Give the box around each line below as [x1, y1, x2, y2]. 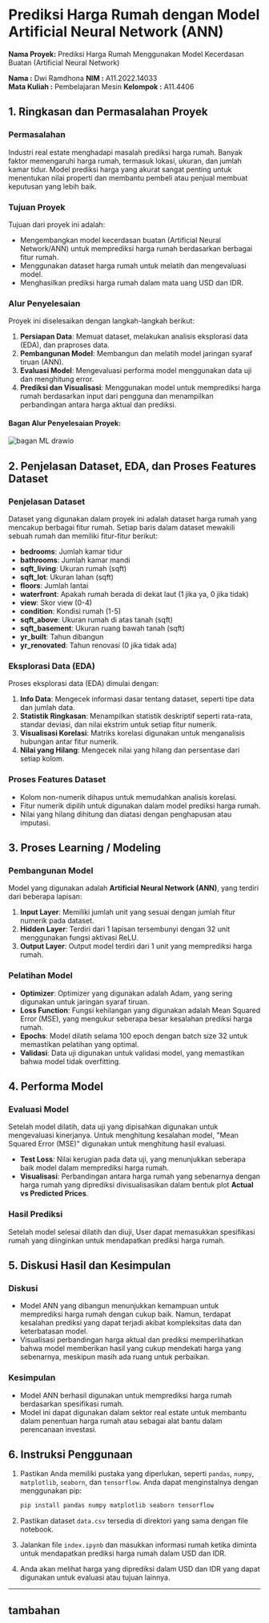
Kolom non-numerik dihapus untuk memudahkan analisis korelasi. [19, 792, 238, 801]
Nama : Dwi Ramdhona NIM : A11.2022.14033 [8, 73, 158, 83]
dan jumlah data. [19, 703, 75, 712]
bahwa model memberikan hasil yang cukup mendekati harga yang [19, 1344, 242, 1353]
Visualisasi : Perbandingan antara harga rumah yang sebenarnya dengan [19, 1171, 261, 1181]
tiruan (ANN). [19, 357, 64, 367]
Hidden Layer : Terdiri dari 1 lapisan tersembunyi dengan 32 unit [19, 924, 231, 934]
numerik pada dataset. [19, 916, 94, 926]
